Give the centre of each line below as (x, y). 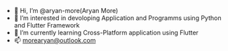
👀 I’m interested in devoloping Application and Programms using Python (118, 18)
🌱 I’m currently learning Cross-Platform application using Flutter (106, 32)
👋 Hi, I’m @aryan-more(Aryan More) (66, 11)
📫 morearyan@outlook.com (55, 40)
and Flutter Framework (47, 25)
